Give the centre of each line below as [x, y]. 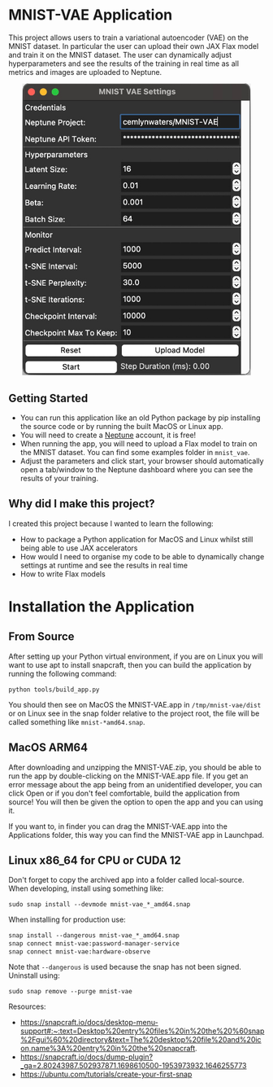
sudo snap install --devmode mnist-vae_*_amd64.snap [100, 905]
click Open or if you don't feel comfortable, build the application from [124, 793]
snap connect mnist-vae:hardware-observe [80, 952]
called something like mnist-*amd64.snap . [77, 721]
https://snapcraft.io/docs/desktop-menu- [89, 1023]
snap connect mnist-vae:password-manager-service [94, 944]
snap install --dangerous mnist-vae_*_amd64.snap [94, 936]
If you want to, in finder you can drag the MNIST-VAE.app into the [118, 826]
